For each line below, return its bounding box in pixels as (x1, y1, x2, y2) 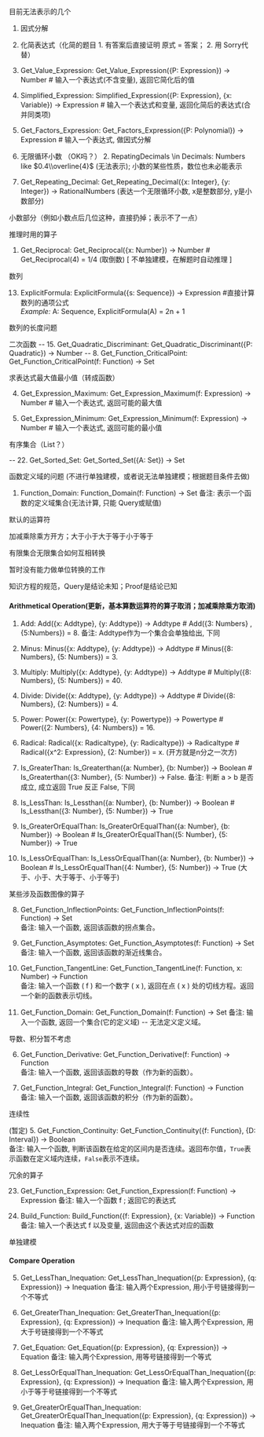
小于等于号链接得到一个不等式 (20, 1387, 117, 1396)
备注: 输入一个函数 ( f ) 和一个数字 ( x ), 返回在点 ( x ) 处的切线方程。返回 (20, 981, 255, 991)
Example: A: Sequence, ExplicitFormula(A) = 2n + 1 (20, 307, 185, 316)
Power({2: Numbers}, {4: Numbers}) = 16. (20, 723, 156, 733)
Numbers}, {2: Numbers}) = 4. (20, 700, 119, 709)
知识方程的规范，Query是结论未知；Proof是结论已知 (9, 582, 178, 591)
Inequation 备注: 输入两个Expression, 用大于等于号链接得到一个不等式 (20, 1421, 245, 1430)
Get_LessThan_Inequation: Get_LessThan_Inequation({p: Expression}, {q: (20, 1273, 257, 1282)
